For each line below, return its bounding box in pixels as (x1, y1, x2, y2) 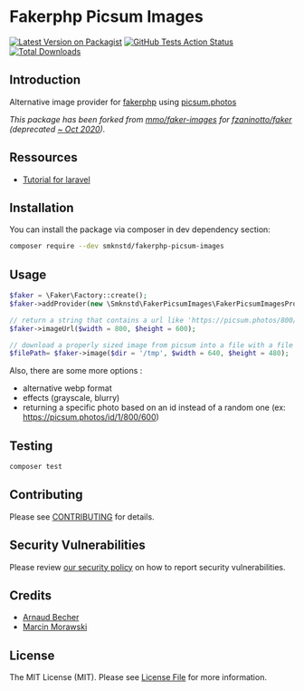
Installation (9, 200, 74, 215)
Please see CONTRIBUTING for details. (9, 511, 156, 522)
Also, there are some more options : (9, 365, 143, 376)
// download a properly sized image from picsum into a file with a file (9, 340, 294, 350)
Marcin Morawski (22, 621, 88, 632)
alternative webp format (22, 383, 112, 394)
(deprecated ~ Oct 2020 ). (9, 123, 106, 134)
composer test (9, 462, 63, 472)
